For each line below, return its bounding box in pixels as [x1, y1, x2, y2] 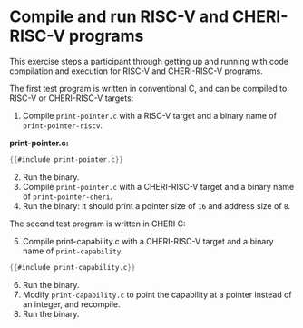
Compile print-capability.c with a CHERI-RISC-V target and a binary [22, 235, 274, 246]
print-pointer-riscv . [22, 120, 103, 131]
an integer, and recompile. [22, 298, 121, 310]
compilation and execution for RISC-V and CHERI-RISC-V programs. [9, 65, 263, 76]
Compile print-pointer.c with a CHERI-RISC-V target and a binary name [22, 181, 295, 192]
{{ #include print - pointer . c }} [9, 154, 124, 164]
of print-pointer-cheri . [22, 191, 113, 202]
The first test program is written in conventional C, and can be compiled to [9, 83, 288, 94]
